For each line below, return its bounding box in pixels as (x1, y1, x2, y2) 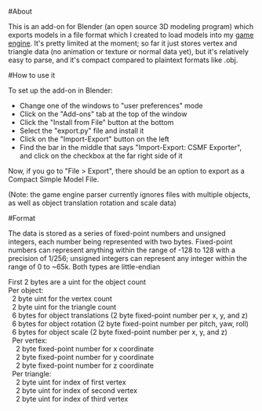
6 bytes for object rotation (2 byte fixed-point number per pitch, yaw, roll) (11, 319, 249, 328)
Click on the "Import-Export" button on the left (19, 134, 170, 144)
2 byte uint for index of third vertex (15, 394, 129, 403)
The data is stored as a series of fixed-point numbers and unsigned (8, 229, 226, 238)
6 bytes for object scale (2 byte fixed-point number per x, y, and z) (11, 328, 227, 336)
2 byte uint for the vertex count (11, 294, 112, 303)
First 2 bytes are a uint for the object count (8, 277, 147, 286)
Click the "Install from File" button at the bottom (19, 118, 174, 127)
